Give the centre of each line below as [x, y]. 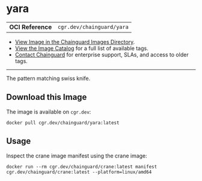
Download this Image [47, 97]
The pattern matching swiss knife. [48, 78]
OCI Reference [31, 27]
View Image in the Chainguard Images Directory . [75, 41]
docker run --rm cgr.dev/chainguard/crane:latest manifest [82, 167]
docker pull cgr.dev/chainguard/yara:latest [63, 123]
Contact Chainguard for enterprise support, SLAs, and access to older [102, 54]
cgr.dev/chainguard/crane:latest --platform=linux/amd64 [79, 172]
